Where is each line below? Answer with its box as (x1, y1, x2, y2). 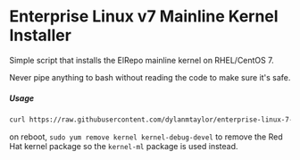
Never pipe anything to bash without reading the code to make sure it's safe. (9, 72, 291, 82)
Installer (9, 25, 71, 46)
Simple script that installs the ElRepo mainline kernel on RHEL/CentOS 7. (9, 55, 274, 65)
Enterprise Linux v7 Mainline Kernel (9, 6, 279, 27)
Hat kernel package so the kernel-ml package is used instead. (9, 140, 238, 151)
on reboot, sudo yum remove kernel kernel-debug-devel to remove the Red (9, 131, 283, 142)
